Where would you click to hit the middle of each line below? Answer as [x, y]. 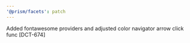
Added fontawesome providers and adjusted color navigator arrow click [95, 28]
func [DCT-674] [26, 34]
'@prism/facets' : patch [36, 11]
